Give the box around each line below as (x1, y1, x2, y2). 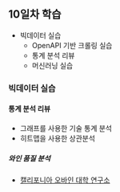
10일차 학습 (8, 7, 62, 22)
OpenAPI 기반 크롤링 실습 (31, 40, 113, 50)
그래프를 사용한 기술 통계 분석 (19, 123, 112, 133)
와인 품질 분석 (8, 153, 50, 163)
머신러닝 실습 (31, 60, 74, 70)
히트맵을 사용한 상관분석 (19, 133, 96, 143)
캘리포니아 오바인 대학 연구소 (19, 175, 110, 185)
